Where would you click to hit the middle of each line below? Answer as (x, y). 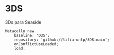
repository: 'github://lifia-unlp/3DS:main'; (62, 40)
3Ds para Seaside (23, 22)
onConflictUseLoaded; (36, 44)
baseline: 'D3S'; (32, 35)
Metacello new (20, 31)
